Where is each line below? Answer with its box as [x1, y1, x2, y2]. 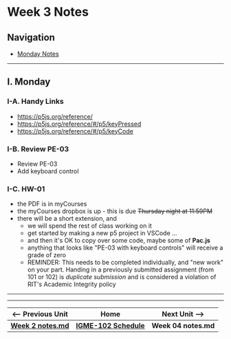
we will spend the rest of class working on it [27, 221, 153, 230]
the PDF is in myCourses [16, 200, 87, 208]
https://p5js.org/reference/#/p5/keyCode [16, 127, 134, 135]
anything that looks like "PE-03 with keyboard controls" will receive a [27, 243, 223, 252]
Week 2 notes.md [10, 321, 70, 331]
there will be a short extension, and [16, 215, 117, 223]
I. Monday [7, 76, 51, 88]
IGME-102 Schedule [76, 321, 146, 331]
